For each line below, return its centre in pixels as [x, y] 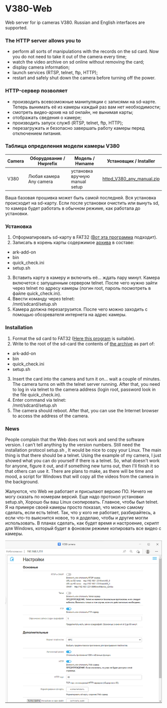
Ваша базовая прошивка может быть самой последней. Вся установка [81, 198]
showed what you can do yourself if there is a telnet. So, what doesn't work [83, 460]
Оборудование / [47, 158]
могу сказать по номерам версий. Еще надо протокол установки [75, 496]
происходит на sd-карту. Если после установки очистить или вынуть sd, [82, 203]
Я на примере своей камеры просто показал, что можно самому [75, 507]
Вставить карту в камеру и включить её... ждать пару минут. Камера [86, 278]
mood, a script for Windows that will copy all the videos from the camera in [82, 476]
